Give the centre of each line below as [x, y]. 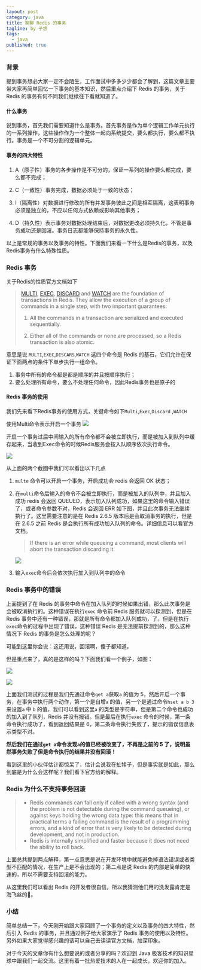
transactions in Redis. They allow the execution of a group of [95, 300]
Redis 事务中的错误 [34, 590]
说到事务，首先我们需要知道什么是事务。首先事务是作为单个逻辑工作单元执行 [100, 126]
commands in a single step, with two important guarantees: [94, 306]
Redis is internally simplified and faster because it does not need [109, 840]
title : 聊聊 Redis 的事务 [36, 23]
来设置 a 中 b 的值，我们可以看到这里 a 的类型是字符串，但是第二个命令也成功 [100, 709]
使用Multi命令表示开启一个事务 [44, 424]
